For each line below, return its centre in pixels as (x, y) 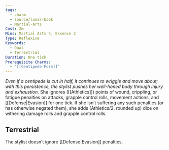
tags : (11, 10)
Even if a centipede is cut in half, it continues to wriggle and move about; (82, 81)
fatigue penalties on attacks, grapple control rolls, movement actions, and (82, 98)
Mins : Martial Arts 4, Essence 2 (41, 34)
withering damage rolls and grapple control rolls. (56, 114)
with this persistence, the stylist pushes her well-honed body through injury (84, 86)
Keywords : (16, 43)
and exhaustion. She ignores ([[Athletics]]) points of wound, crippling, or (81, 92)
